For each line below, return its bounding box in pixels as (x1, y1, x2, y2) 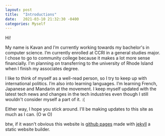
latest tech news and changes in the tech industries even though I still (5, 91, 149, 97)
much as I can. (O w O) (5, 112, 52, 118)
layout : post (5, 7, 32, 12)
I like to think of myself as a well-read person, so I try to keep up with (5, 75, 147, 81)
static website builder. (5, 127, 50, 133)
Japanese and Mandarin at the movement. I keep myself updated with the (5, 86, 157, 92)
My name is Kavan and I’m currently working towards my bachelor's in (5, 44, 150, 50)
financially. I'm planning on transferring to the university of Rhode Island (5, 60, 154, 66)
